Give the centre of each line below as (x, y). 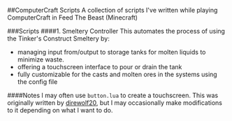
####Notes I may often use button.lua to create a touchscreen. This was (113, 95)
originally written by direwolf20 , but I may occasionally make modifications (115, 103)
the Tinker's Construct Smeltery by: (59, 38)
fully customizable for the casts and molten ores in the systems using (117, 74)
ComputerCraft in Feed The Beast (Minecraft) (73, 17)
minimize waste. (41, 59)
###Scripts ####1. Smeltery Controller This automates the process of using (116, 31)
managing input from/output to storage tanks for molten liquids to (111, 52)
